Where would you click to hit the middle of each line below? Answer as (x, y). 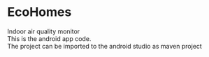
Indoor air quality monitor (44, 31)
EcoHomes (39, 12)
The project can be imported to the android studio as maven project (105, 46)
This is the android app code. (49, 38)
